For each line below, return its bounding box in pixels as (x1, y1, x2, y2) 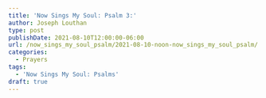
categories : (8, 48, 48, 56)
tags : (8, 63, 26, 71)
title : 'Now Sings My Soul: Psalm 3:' (8, 11, 137, 20)
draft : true (8, 77, 48, 85)
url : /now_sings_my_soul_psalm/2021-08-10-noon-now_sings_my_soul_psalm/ (8, 41, 259, 49)
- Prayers (15, 56, 48, 64)
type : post (8, 26, 45, 34)
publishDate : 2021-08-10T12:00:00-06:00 (8, 33, 145, 42)
